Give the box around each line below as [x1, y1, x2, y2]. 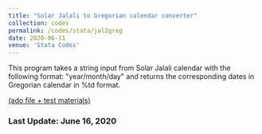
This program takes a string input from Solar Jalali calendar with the [8, 63, 231, 73]
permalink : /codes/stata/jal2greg [8, 26, 123, 34]
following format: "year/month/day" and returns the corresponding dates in [8, 72, 255, 81]
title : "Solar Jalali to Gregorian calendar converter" [8, 11, 197, 20]
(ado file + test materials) [8, 96, 91, 105]
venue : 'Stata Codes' [8, 41, 80, 49]
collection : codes [8, 19, 69, 27]
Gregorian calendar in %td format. [8, 81, 121, 90]
